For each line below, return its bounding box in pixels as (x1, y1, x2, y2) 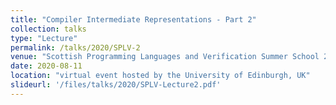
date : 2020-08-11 (10, 61, 83, 71)
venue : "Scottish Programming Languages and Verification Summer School (10, 52, 320, 62)
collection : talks (10, 24, 87, 34)
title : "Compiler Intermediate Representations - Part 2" (10, 14, 257, 25)
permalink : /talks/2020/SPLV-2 (10, 42, 141, 53)
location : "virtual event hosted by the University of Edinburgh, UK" (10, 71, 311, 81)
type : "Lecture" (10, 33, 78, 43)
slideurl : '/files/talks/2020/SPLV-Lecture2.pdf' (10, 80, 222, 90)
